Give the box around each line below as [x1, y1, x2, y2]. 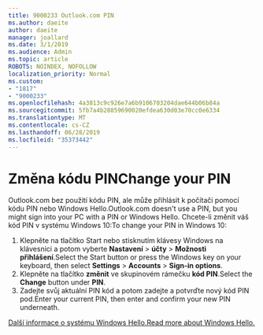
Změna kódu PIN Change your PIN [8, 170, 232, 187]
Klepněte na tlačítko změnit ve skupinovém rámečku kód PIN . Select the [19, 269, 253, 279]
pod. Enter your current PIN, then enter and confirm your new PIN [19, 294, 231, 304]
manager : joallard [8, 33, 69, 42]
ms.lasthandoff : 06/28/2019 [8, 128, 101, 136]
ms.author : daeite [8, 19, 69, 27]
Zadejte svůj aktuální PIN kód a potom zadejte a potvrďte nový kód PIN [19, 286, 250, 296]
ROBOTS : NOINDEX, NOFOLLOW [8, 63, 97, 71]
